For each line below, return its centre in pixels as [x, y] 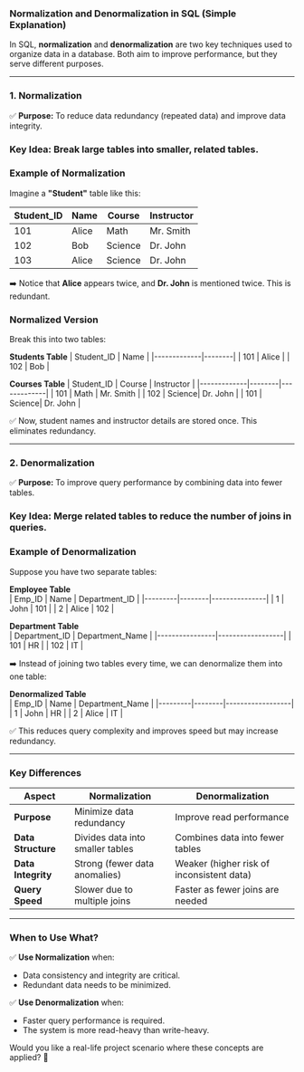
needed [191, 901]
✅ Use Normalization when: [62, 957]
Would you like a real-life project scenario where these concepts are [137, 1048]
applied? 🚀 [29, 1058]
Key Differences [45, 772]
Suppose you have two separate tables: [83, 571]
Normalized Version [54, 320]
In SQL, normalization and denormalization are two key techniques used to [151, 44]
